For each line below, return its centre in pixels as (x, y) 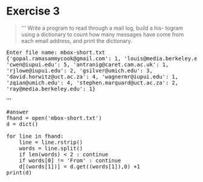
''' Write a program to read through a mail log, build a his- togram (102, 28)
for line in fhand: (35, 136)
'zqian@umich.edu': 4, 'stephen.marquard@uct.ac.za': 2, (92, 83)
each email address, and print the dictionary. (77, 41)
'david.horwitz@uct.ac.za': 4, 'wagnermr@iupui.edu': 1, (92, 76)
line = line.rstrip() (51, 142)
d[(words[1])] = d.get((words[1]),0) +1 (80, 166)
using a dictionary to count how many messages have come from (102, 34)
